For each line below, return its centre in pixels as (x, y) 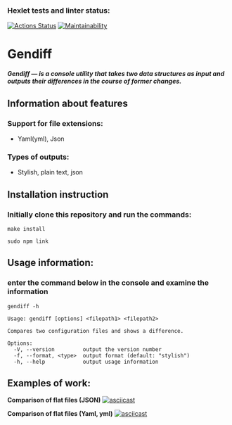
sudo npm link (28, 241)
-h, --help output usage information (86, 362)
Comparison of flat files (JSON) (54, 400)
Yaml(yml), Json (41, 139)
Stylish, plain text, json (50, 172)
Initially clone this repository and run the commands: (99, 215)
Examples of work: (49, 383)
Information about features (68, 103)
